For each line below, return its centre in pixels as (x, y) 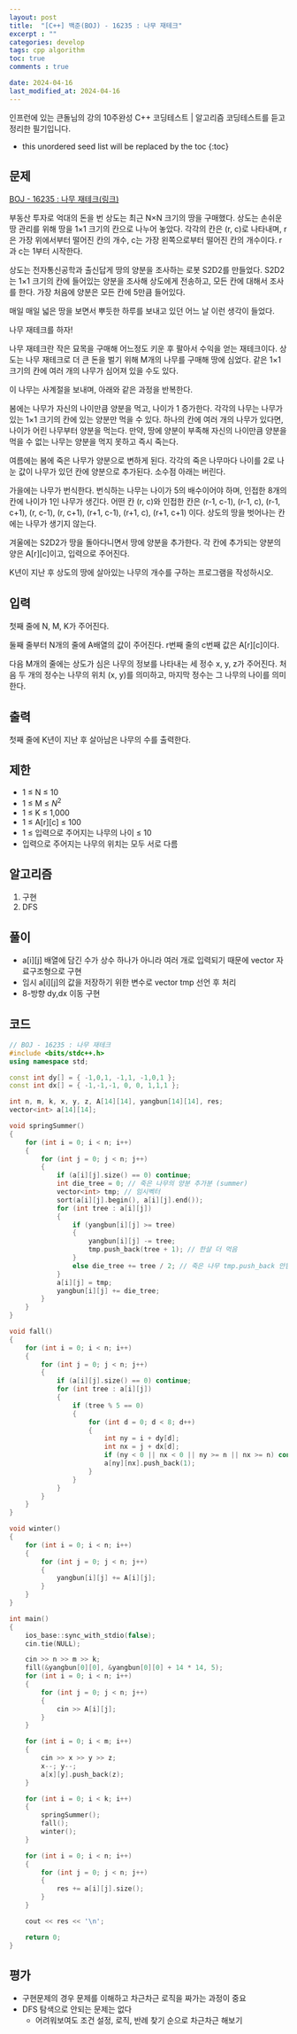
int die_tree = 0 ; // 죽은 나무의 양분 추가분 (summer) (152, 1184)
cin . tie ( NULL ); (53, 1644)
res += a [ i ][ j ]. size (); (100, 1889)
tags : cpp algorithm (47, 51)
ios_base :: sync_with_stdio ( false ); (91, 1635)
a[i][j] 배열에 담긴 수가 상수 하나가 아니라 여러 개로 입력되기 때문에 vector (148, 960)
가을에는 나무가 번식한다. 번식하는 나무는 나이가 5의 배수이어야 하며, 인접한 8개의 (148, 491)
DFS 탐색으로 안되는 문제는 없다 (77, 2009)
